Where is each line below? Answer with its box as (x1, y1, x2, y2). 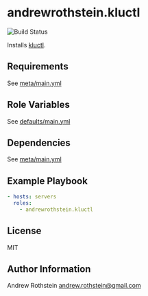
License (7, 225, 42, 237)
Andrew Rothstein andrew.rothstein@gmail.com (7, 282, 142, 290)
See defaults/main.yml (7, 117, 71, 125)
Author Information (7, 263, 91, 275)
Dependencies (7, 137, 71, 148)
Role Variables (7, 99, 70, 111)
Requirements (7, 60, 69, 73)
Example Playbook (7, 175, 88, 187)
